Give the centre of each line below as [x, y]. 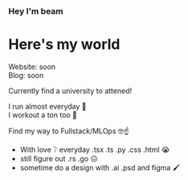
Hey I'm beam [36, 11]
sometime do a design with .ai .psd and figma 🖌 [100, 167]
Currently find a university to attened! [70, 91]
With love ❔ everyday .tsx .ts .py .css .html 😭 [95, 149]
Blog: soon [26, 75]
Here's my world [64, 45]
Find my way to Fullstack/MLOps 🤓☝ [69, 131]
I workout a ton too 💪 [43, 115]
